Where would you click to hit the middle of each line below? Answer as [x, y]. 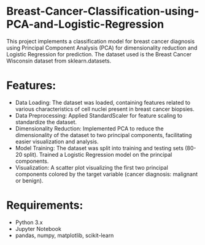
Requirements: [45, 205]
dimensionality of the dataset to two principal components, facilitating [103, 135]
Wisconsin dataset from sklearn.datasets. [59, 61]
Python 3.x [29, 222]
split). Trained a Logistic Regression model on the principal [98, 154]
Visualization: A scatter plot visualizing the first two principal [92, 167]
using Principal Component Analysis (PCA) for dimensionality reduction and [102, 48]
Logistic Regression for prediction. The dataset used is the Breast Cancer [99, 54]
